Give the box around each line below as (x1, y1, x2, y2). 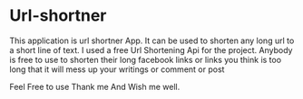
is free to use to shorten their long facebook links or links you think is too (9, 54, 282, 65)
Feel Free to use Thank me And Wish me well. (9, 81, 181, 92)
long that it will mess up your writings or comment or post (9, 64, 225, 75)
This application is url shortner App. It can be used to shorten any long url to (9, 35, 295, 46)
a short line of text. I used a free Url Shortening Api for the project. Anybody (9, 44, 293, 55)
